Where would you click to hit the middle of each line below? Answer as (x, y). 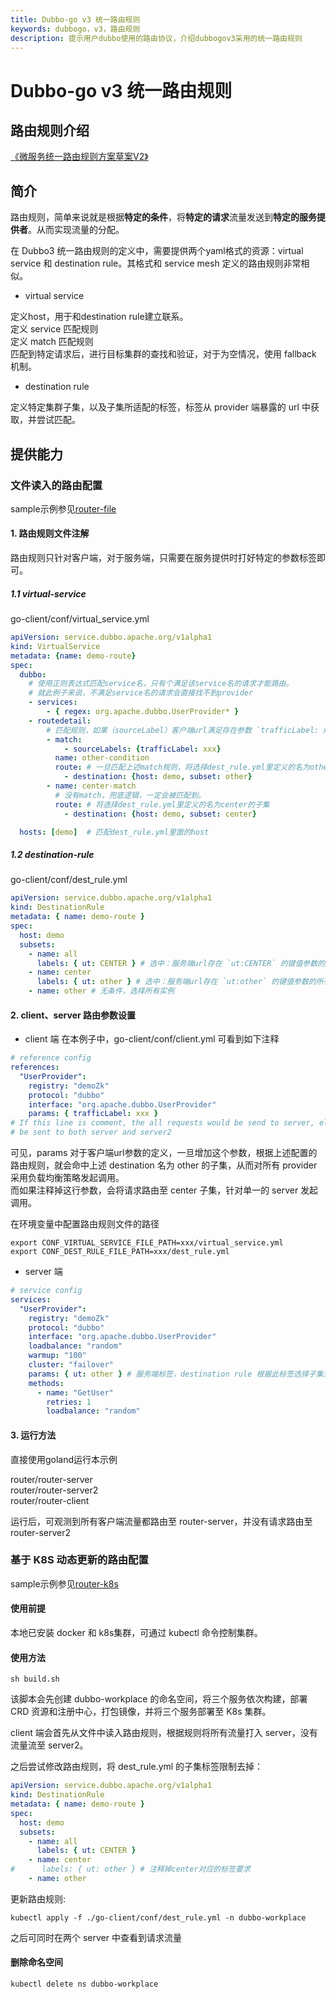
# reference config (51, 1058)
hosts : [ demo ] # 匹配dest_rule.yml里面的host (114, 832)
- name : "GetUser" (75, 1392)
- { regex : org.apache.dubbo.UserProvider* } (143, 712)
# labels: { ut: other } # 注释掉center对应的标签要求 (130, 1869)
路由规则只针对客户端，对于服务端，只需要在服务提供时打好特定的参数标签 (163, 558)
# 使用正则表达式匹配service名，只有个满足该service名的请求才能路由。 (161, 684)
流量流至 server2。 (49, 1745)
